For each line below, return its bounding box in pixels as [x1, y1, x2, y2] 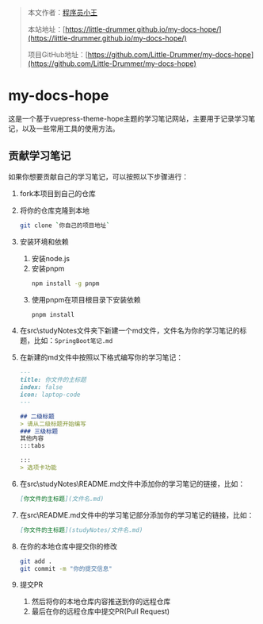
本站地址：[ [27, 25, 66, 34]
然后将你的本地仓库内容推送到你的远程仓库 [31, 597, 171, 607]
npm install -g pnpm [31, 279, 100, 287]
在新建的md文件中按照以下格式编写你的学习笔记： [19, 352, 184, 362]
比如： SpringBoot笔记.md [33, 336, 113, 345]
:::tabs [19, 442, 45, 450]
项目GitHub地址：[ [27, 50, 89, 59]
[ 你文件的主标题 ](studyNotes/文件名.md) [19, 526, 143, 534]
